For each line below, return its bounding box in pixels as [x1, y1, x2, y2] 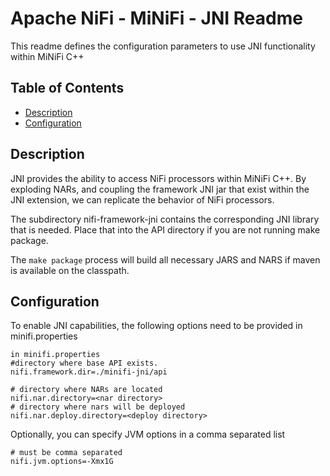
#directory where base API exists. [10, 358, 159, 369]
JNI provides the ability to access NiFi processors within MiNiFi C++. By [10, 172, 307, 184]
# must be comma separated [10, 448, 123, 458]
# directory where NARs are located [10, 385, 163, 395]
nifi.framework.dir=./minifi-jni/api [10, 367, 168, 377]
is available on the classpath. [10, 264, 130, 276]
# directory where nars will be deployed [10, 402, 186, 412]
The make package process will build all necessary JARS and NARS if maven [10, 253, 321, 266]
